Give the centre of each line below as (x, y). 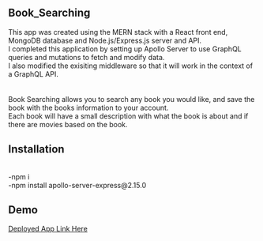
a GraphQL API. (34, 73)
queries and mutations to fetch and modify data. (86, 57)
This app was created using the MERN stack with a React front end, (118, 32)
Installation (36, 149)
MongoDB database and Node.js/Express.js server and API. (105, 40)
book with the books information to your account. (88, 107)
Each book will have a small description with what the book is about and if (128, 116)
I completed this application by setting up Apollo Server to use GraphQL (125, 49)
